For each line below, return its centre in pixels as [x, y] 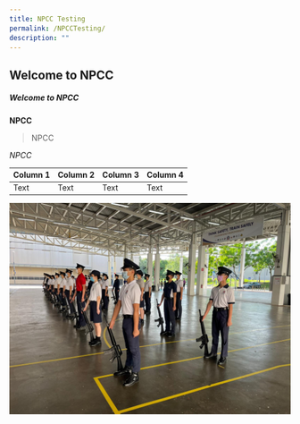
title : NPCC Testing [48, 19]
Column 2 [76, 175]
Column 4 [166, 175]
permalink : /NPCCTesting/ [57, 28]
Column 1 [32, 175]
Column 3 [121, 175]
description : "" [39, 38]
